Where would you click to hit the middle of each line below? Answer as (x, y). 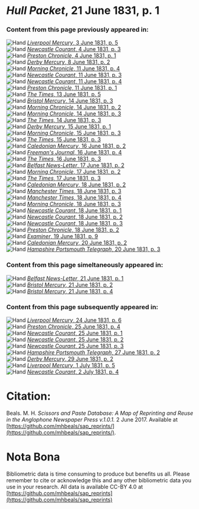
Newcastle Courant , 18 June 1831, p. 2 (75, 217)
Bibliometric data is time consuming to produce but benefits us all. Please (98, 474)
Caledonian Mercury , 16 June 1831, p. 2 (76, 146)
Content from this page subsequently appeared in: (83, 307)
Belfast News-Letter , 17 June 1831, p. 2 (76, 165)
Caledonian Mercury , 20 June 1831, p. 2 (77, 243)
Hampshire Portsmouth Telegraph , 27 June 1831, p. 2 (93, 352)
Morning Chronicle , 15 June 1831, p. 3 (74, 133)
